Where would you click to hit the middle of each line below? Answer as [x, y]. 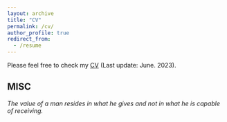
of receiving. [25, 110]
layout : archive [30, 13]
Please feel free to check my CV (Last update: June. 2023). [92, 65]
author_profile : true [38, 33]
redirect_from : [29, 39]
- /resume [27, 45]
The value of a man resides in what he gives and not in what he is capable [113, 103]
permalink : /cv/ [30, 26]
